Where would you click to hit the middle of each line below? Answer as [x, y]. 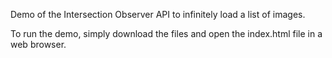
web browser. [38, 44]
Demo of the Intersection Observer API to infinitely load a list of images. [158, 14]
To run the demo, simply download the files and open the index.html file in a [166, 33]
